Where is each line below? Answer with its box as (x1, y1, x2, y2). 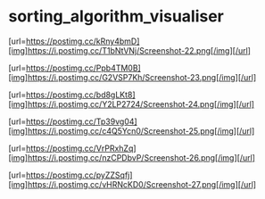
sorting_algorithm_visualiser (8, 6, 225, 27)
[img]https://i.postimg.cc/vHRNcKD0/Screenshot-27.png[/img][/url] (8, 178, 256, 189)
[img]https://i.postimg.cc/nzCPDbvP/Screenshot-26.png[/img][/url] (8, 152, 256, 162)
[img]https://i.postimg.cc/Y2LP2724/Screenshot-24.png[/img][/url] (8, 98, 255, 109)
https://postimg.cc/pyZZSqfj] (25, 170, 133, 180)
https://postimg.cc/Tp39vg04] (25, 116, 137, 127)
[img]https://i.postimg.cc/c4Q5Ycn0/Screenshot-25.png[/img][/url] (8, 125, 255, 136)
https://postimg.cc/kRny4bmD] (25, 36, 140, 46)
